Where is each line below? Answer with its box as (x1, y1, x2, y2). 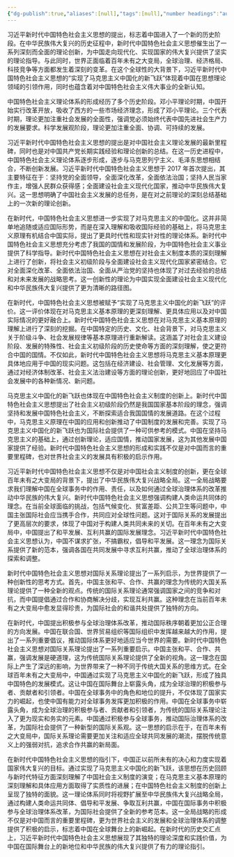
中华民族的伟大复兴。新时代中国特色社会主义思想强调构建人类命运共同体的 (13, 493, 227, 501)
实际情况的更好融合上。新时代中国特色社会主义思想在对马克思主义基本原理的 (7, 315, 227, 324)
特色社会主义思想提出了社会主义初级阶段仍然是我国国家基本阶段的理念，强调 (7, 400, 227, 408)
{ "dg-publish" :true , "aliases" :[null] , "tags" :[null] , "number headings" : (7, 10, 219, 17)
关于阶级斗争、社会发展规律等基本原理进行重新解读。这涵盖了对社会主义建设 (7, 333, 227, 341)
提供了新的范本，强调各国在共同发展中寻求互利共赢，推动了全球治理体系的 (13, 545, 227, 553)
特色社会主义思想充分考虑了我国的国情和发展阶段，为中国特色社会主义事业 (13, 239, 227, 248)
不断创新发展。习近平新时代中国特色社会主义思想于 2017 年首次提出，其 (19, 164, 226, 173)
